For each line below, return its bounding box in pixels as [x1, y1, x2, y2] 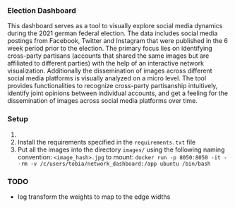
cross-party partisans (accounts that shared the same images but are [7, 51, 210, 60]
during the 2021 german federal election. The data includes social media [7, 29, 218, 37]
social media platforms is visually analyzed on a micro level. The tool [7, 74, 207, 82]
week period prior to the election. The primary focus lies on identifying [7, 44, 213, 53]
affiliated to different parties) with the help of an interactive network [7, 59, 205, 68]
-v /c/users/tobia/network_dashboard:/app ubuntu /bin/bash [30, 160, 211, 167]
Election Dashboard [7, 6, 76, 16]
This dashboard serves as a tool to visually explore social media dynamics [7, 22, 223, 30]
